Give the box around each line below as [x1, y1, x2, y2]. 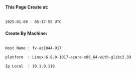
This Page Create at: [5, 4, 49, 10]
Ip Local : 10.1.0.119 [5, 64, 55, 69]
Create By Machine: [5, 30, 48, 36]
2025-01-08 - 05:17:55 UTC [5, 19, 62, 24]
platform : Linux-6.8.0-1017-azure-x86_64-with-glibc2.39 [5, 55, 131, 60]
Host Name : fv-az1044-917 [5, 45, 62, 51]
